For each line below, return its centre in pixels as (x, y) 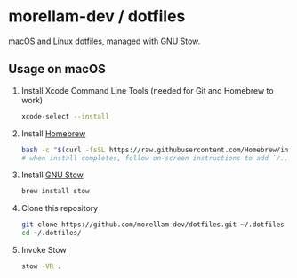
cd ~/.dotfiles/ (51, 233)
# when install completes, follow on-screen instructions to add (144, 158)
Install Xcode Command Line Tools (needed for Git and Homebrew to (147, 90)
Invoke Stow (44, 250)
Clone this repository (60, 208)
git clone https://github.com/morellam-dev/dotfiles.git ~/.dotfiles (153, 225)
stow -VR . (41, 266)
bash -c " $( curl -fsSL (63, 150)
